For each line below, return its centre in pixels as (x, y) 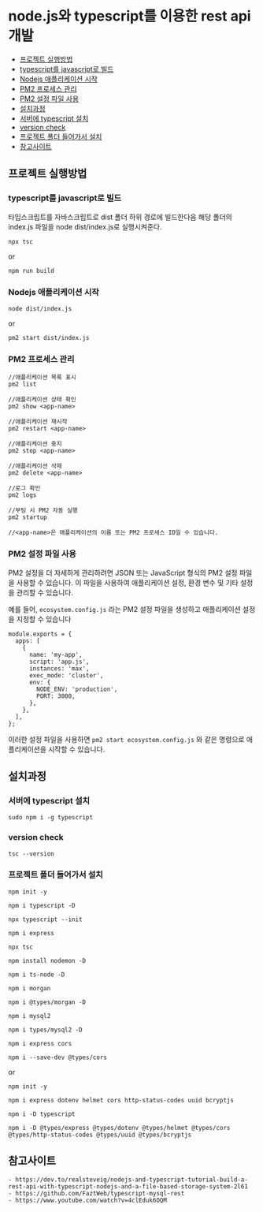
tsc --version (31, 854)
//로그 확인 (24, 489)
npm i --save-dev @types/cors (58, 1057)
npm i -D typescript (42, 1114)
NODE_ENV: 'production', (77, 689)
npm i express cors (40, 1043)
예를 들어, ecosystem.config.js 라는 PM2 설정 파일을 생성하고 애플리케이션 (125, 609)
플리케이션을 (28, 749)
